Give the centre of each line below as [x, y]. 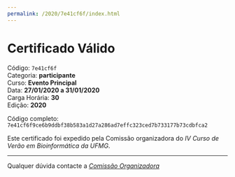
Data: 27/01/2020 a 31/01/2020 [54, 90]
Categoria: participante [41, 75]
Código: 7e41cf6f [32, 68]
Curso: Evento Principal [42, 83]
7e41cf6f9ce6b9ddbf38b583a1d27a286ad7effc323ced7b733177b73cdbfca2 [108, 125]
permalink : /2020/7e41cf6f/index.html [64, 14]
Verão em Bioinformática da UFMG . [59, 146]
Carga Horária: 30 [33, 97]
